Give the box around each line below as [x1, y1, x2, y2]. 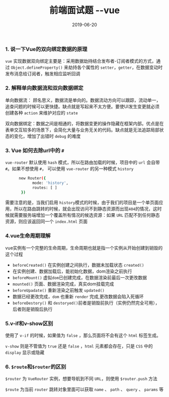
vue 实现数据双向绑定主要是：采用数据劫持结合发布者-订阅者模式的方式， [5, 58, 156, 64]
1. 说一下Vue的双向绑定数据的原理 [5, 45, 88, 53]
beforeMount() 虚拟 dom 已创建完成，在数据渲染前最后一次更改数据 [12, 274, 147, 280]
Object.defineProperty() [11, 65, 63, 71]
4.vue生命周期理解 [5, 232, 51, 239]
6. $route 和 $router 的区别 [5, 363, 66, 370]
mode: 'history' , [32, 180, 69, 185]
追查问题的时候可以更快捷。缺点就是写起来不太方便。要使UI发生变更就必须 [5, 103, 160, 109]
